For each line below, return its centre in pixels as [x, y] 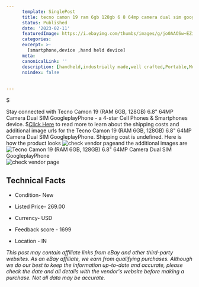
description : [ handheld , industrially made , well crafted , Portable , [105, 67]
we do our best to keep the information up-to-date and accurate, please [94, 265]
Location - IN [31, 241]
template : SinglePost [49, 12]
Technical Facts [36, 181]
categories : [36, 39]
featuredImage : [41, 34]
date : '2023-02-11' [46, 28]
